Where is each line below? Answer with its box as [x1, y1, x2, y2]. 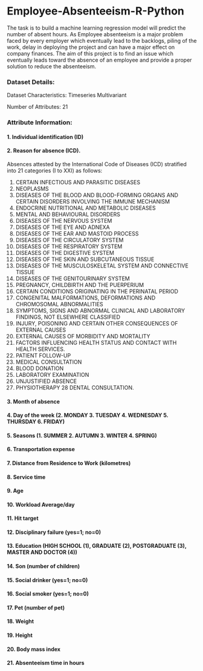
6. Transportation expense [7, 446, 75, 453]
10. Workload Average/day [7, 501, 75, 508]
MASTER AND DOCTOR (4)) [7, 548, 78, 556]
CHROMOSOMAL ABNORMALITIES [15, 300, 103, 307]
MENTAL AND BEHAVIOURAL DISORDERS [15, 210, 120, 218]
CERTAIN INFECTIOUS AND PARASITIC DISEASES [15, 178, 141, 185]
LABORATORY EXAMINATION [15, 371, 89, 378]
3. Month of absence [7, 397, 60, 405]
